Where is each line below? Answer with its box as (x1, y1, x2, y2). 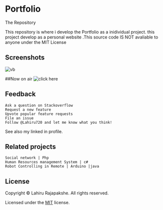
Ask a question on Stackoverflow (5, 103, 73, 108)
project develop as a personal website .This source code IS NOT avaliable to (5, 34, 159, 40)
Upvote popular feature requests (5, 111, 73, 116)
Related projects (5, 142, 56, 151)
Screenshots (5, 54, 45, 62)
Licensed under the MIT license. (5, 200, 70, 206)
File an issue (5, 115, 34, 120)
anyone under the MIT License (5, 39, 67, 45)
